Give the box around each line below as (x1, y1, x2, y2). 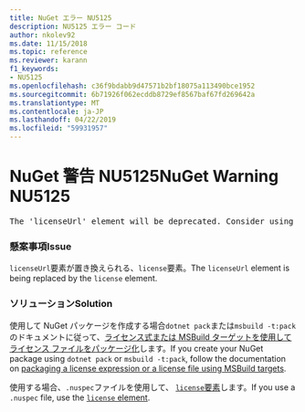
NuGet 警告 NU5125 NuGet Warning (9, 166, 279, 187)
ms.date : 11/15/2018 (9, 38, 89, 48)
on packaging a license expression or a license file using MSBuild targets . (9, 363, 287, 374)
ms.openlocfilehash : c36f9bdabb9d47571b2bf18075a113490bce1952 (9, 81, 256, 90)
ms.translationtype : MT (9, 98, 100, 108)
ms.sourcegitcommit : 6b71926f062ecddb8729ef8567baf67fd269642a (9, 90, 256, 99)
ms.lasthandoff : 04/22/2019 (9, 115, 117, 124)
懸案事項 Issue (9, 239, 72, 252)
